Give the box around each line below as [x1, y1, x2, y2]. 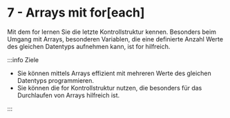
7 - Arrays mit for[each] [7, 5, 145, 21]
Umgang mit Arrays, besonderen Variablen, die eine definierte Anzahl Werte [7, 35, 223, 43]
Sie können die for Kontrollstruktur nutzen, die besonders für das [17, 83, 202, 92]
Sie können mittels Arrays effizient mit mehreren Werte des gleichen [17, 69, 212, 77]
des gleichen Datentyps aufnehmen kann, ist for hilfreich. [7, 42, 171, 50]
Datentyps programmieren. [17, 76, 95, 84]
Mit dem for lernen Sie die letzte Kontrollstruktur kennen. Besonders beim [7, 28, 216, 36]
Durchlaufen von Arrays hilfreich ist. [17, 91, 120, 99]
